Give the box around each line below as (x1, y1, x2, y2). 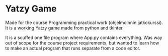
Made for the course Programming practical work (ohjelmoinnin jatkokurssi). (5, 19, 163, 25)
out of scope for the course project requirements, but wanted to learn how (5, 39, 159, 45)
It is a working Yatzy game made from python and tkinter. (5, 24, 124, 30)
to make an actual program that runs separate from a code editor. (5, 45, 141, 51)
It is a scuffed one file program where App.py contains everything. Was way (5, 34, 162, 40)
